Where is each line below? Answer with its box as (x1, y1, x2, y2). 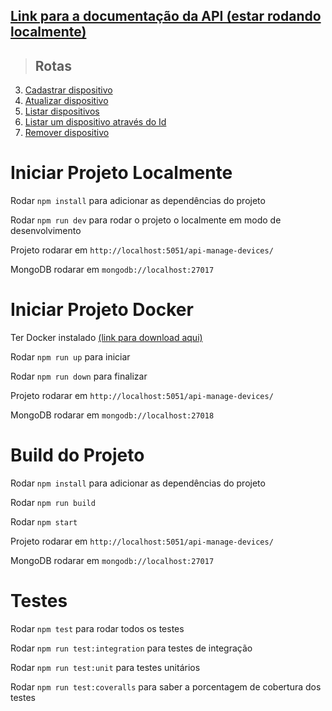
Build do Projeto (10, 444, 145, 467)
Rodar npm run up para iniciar (10, 351, 131, 363)
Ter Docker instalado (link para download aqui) (10, 332, 203, 344)
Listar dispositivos (24, 105, 100, 118)
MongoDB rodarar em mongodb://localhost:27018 (10, 409, 215, 421)
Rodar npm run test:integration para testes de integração (10, 642, 253, 654)
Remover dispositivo (24, 127, 110, 139)
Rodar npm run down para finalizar (10, 370, 148, 383)
